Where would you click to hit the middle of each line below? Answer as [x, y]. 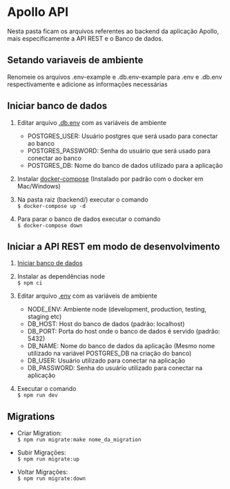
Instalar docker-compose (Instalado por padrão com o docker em [110, 179]
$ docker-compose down [50, 225]
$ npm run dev [37, 395]
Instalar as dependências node [61, 276]
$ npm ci [30, 283]
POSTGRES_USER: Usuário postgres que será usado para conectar [123, 136]
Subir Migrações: [41, 452]
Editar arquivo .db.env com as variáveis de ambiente [92, 122]
